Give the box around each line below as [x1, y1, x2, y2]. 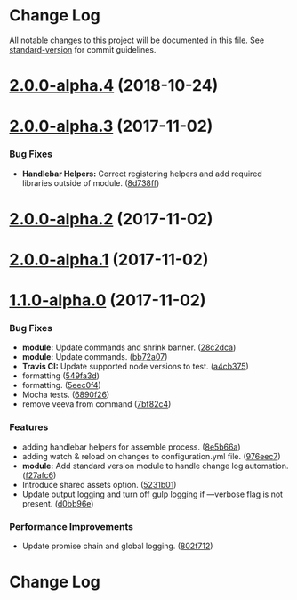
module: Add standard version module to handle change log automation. [21, 460, 289, 471]
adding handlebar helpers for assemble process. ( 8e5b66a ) [21, 442, 242, 452]
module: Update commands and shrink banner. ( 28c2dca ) [21, 342, 237, 353]
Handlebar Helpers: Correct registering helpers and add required [21, 168, 262, 179]
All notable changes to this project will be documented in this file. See [9, 35, 265, 45]
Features [9, 421, 49, 434]
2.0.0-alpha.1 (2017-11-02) [9, 249, 209, 270]
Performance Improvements [9, 520, 134, 532]
